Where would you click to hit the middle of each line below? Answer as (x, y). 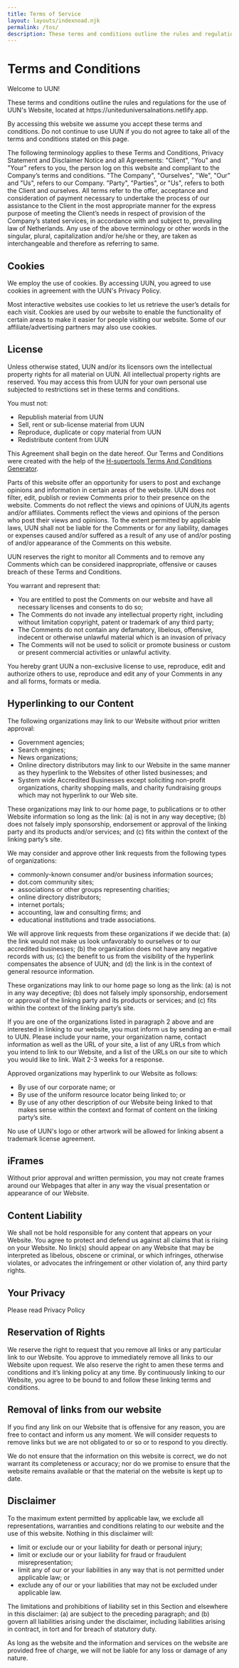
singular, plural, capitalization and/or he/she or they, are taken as (102, 236)
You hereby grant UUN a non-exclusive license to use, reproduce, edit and (116, 666)
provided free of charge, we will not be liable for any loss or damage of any (117, 1650)
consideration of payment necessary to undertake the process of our (108, 198)
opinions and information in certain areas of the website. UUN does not (112, 490)
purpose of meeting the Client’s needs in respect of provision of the (106, 214)
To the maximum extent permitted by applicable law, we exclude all (106, 1518)
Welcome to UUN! (34, 89)
